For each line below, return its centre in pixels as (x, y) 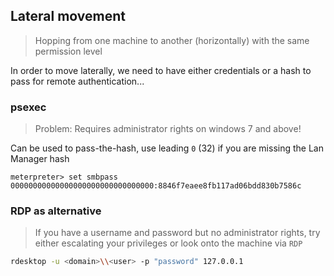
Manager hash (40, 159)
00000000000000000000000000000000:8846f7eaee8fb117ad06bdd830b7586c (156, 186)
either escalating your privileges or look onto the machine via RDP (168, 243)
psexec (28, 107)
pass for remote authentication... (77, 81)
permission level (68, 51)
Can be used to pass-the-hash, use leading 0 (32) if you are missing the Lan (167, 148)
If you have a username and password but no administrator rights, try (177, 233)
